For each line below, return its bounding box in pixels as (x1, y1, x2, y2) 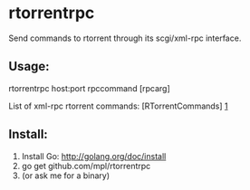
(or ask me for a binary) (21, 170, 111, 181)
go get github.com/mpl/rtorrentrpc (21, 160, 151, 171)
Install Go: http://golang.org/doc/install (21, 150, 167, 161)
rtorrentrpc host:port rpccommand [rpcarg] (8, 82, 171, 93)
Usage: (8, 59, 51, 74)
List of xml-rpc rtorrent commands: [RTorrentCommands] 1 (8, 100, 228, 111)
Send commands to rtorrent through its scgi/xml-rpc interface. (8, 33, 242, 43)
